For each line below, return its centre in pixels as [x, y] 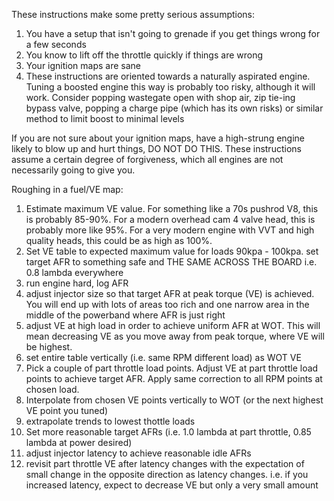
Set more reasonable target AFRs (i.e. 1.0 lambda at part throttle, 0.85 [168, 432]
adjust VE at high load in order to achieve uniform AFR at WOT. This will [173, 325]
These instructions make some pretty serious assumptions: [133, 14]
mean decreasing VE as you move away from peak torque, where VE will [175, 336]
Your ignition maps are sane [83, 65]
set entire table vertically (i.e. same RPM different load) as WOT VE [163, 357]
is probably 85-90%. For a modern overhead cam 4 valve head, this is [170, 219]
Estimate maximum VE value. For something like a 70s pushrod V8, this [172, 208]
